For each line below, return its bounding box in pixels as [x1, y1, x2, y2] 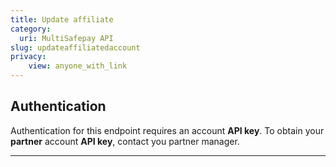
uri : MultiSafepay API [19, 33, 114, 43]
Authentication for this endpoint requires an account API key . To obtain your [10, 124, 325, 136]
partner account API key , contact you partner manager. [10, 135, 240, 147]
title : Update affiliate [10, 14, 114, 25]
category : [10, 24, 52, 34]
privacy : [10, 52, 47, 62]
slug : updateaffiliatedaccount [10, 42, 141, 53]
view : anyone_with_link [28, 61, 128, 71]
